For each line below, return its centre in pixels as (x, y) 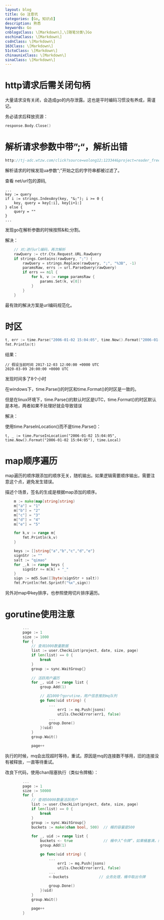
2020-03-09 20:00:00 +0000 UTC (37, 369)
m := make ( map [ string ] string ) (45, 501)
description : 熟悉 (23, 23)
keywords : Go (18, 28)
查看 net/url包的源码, (26, 181)
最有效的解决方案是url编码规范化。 (40, 305)
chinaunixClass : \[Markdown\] (36, 55)
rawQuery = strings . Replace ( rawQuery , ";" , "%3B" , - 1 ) (80, 263)
